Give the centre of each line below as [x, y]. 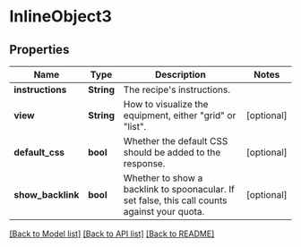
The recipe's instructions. [177, 89]
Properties [39, 50]
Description [181, 75]
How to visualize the [166, 104]
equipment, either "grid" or [180, 115]
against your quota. [164, 212]
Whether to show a [163, 178]
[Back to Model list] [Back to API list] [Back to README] [112, 234]
